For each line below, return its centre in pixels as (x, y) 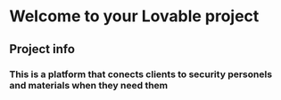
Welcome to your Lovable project (134, 16)
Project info (42, 49)
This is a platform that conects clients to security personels (141, 74)
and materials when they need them (89, 85)
